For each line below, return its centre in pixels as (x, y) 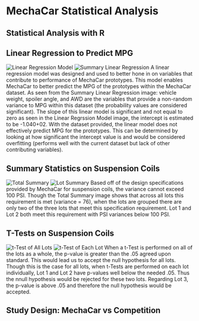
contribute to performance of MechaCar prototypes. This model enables (94, 80)
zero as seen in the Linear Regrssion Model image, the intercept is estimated (100, 118)
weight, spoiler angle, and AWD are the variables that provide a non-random (99, 99)
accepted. (18, 292)
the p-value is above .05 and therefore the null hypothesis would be (89, 286)
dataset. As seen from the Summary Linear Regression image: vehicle (91, 93)
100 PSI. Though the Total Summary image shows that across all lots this (95, 195)
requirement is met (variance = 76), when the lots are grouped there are (94, 202)
